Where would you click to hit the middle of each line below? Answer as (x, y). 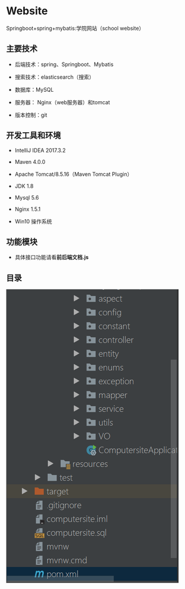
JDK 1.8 (24, 186)
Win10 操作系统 (33, 221)
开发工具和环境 (34, 135)
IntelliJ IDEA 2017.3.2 (40, 150)
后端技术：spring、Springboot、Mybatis (64, 64)
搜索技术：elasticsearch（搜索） (55, 77)
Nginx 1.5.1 (28, 209)
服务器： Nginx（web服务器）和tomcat (62, 102)
